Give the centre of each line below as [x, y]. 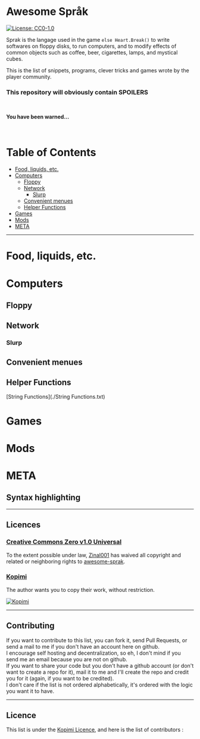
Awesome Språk [47, 12]
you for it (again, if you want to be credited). [60, 678]
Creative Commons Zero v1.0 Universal [64, 542]
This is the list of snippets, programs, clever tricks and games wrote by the [98, 70]
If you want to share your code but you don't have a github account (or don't [100, 665]
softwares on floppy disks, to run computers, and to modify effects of [91, 46]
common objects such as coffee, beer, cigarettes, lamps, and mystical [92, 52]
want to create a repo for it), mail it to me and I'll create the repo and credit [98, 672]
